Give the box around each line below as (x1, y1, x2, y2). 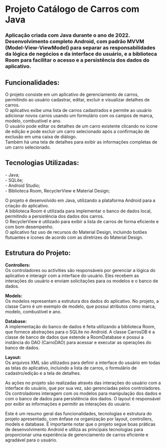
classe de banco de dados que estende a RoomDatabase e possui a (5, 334, 144, 340)
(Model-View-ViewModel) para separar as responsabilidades (5, 44, 156, 51)
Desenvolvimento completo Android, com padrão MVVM (5, 38, 145, 45)
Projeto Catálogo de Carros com (5, 3, 140, 15)
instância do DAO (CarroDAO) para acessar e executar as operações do (5, 339, 152, 345)
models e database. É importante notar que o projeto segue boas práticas (5, 421, 156, 427)
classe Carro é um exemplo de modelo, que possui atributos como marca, (5, 303, 156, 309)
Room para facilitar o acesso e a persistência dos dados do (5, 57, 150, 64)
